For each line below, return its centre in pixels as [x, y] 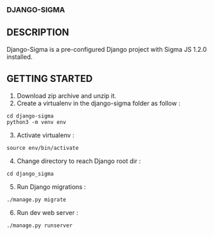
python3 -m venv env [37, 122]
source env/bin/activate [43, 148]
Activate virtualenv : [45, 135]
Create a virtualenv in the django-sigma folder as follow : [99, 103]
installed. [20, 57]
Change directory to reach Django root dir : [79, 161]
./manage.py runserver [40, 225]
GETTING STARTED [50, 79]
